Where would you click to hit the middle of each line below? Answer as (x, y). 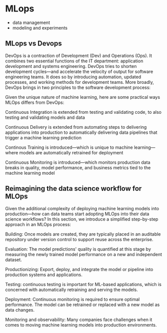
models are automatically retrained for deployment (71, 152)
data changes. (20, 310)
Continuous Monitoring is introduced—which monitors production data (78, 162)
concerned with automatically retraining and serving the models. (72, 290)
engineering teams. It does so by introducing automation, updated (73, 77)
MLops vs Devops (34, 44)
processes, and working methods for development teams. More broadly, (79, 82)
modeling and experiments (40, 27)
